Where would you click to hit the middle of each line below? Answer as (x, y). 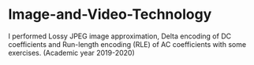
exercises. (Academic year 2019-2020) (72, 52)
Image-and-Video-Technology (110, 14)
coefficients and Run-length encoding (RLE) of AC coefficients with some (127, 44)
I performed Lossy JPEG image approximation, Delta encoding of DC (120, 36)
